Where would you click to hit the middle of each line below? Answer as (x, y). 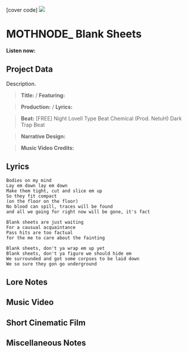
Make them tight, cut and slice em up (54, 191)
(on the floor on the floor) (42, 201)
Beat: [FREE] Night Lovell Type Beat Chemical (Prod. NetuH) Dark (101, 118)
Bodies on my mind (29, 180)
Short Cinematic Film (46, 322)
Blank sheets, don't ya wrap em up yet (56, 248)
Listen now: (21, 50)
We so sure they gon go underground (51, 264)
